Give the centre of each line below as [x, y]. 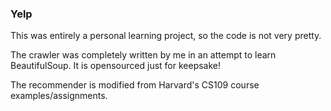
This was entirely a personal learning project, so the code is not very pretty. [166, 36]
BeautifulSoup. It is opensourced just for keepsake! [116, 66]
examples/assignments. [59, 96]
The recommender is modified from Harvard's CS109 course [135, 85]
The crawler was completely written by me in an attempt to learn [143, 55]
